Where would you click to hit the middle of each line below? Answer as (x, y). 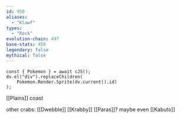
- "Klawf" (23, 22)
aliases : (17, 17)
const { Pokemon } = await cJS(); (49, 71)
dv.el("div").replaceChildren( (45, 77)
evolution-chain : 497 (33, 39)
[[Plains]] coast (24, 98)
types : (14, 28)
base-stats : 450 (26, 45)
